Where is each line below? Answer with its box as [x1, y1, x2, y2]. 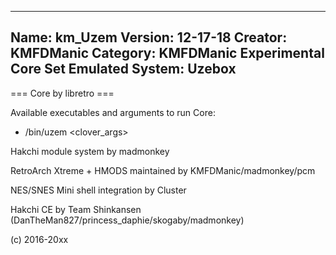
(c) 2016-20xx [10, 233, 69, 245]
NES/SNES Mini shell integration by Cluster [10, 184, 187, 196]
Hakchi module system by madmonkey [10, 145, 170, 157]
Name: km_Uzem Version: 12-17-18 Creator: [10, 29, 288, 46]
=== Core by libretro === [10, 87, 115, 99]
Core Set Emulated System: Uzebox [10, 61, 237, 78]
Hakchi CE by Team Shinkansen [10, 203, 142, 215]
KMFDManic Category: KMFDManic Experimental [10, 45, 325, 62]
